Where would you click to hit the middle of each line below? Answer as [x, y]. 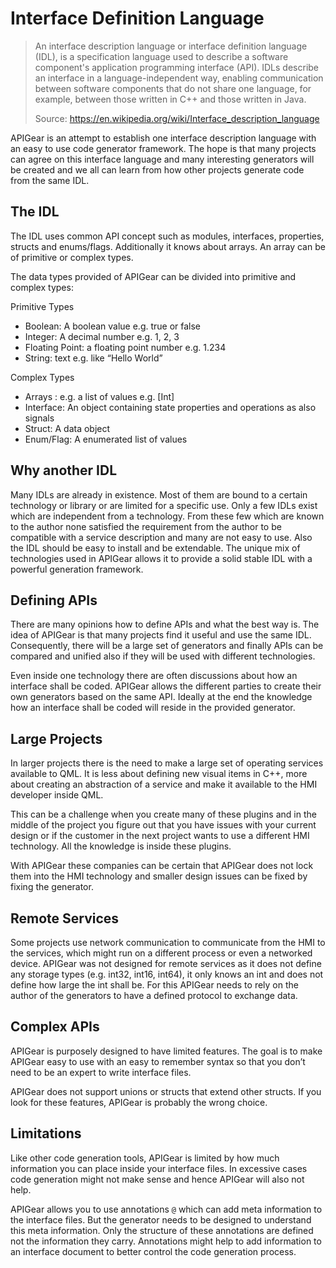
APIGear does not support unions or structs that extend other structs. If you [166, 1091]
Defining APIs [54, 600]
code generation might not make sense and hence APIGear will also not [157, 1179]
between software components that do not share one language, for [173, 88]
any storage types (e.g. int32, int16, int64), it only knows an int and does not [167, 974]
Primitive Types [42, 306]
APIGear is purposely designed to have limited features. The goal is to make [166, 1051]
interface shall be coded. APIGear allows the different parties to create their [166, 686]
